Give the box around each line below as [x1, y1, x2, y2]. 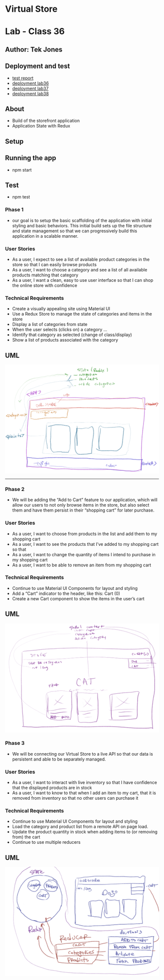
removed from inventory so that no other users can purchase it [12, 795, 139, 801]
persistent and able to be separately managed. [12, 756, 106, 762]
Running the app [5, 154, 56, 162]
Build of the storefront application [12, 118, 80, 123]
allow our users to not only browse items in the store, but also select [12, 502, 150, 508]
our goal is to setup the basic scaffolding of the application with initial [12, 217, 152, 223]
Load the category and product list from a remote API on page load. [12, 824, 148, 830]
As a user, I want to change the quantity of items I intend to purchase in [12, 551, 156, 557]
